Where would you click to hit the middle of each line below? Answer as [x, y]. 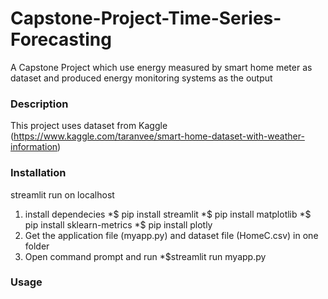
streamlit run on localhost [62, 194]
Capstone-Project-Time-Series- [146, 18]
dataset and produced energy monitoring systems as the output [141, 78]
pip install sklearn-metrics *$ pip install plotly [118, 224]
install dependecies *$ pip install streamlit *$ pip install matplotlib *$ [168, 214]
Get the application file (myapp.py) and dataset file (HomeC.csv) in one [171, 235]
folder [37, 246]
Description [39, 104]
